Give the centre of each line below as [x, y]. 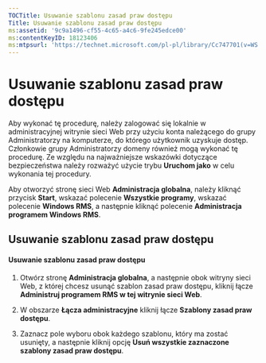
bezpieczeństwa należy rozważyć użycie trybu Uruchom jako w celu [121, 166]
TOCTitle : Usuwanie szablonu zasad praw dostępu [90, 15]
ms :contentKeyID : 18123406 [53, 38]
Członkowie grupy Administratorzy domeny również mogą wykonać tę [123, 149]
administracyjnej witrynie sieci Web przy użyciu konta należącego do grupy [132, 132]
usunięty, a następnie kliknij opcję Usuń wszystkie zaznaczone [124, 342]
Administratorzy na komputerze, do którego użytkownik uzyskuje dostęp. [128, 141]
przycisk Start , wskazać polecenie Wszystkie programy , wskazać [117, 198]
